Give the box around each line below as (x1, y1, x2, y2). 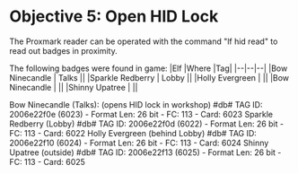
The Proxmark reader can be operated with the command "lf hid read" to (9, 36, 278, 47)
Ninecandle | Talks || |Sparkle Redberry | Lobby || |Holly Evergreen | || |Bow (9, 72, 290, 83)
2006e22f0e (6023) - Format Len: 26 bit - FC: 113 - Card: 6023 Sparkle (9, 109, 274, 119)
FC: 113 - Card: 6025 (9, 156, 85, 167)
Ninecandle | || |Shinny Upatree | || (9, 82, 138, 92)
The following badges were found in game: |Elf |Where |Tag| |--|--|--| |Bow (9, 63, 288, 74)
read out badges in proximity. (9, 45, 118, 56)
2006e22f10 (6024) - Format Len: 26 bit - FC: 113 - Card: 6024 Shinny (9, 137, 269, 148)
